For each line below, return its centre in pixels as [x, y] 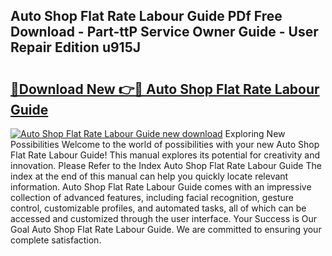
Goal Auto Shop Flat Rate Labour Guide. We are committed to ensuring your [166, 229]
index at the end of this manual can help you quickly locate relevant [149, 176]
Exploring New [255, 133]
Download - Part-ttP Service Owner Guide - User [164, 32]
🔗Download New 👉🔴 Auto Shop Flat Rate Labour [165, 89]
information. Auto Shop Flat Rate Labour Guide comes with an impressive [161, 187]
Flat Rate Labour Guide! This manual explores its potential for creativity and [165, 155]
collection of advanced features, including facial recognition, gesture [152, 197]
